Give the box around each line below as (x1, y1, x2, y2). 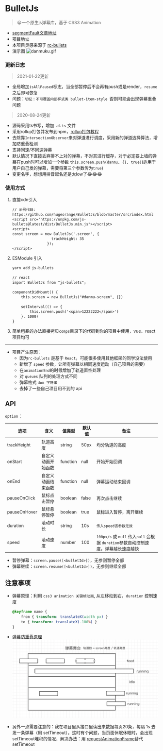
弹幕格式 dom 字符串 (19, 379, 57, 385)
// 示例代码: (12, 207, 35, 212)
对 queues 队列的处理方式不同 (19, 373, 78, 379)
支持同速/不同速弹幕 (12, 147, 52, 153)
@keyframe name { (12, 609, 48, 614)
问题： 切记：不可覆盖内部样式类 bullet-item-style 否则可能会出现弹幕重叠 (12, 96, 157, 102)
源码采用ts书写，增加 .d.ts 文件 (12, 122, 76, 129)
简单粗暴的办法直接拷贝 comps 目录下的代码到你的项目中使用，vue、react (12, 328, 156, 334)
